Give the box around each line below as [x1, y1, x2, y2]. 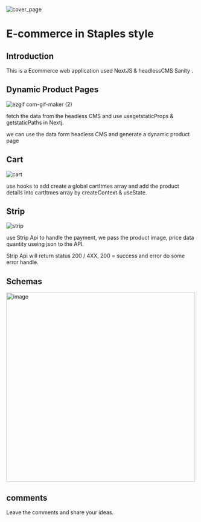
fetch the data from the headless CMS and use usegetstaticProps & [6, 112, 174, 119]
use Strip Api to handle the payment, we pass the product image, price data [6, 234, 194, 242]
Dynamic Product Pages [6, 85, 99, 95]
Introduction [6, 51, 54, 61]
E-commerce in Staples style [6, 27, 154, 41]
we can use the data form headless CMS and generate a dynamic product [6, 130, 190, 137]
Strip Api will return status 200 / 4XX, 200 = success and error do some [6, 252, 185, 260]
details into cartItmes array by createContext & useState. [6, 188, 147, 196]
